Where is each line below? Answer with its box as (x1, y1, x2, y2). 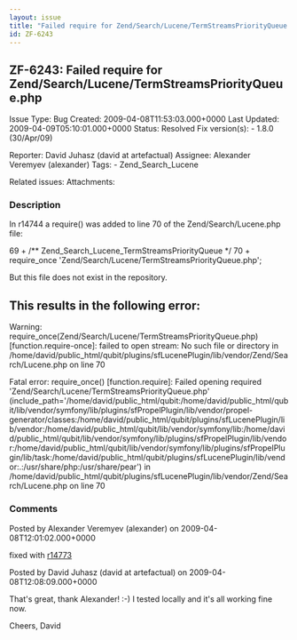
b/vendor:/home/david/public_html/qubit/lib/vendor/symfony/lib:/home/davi (9, 424, 285, 435)
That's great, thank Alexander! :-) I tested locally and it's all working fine (9, 593, 273, 604)
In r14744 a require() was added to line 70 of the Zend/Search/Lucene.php (9, 219, 281, 229)
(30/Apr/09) (9, 132, 53, 143)
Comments (9, 503, 58, 516)
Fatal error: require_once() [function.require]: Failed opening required (9, 377, 262, 388)
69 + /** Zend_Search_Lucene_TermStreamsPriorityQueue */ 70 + (9, 245, 251, 256)
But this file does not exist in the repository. (9, 272, 168, 283)
